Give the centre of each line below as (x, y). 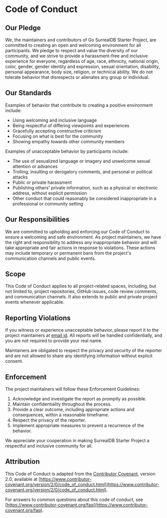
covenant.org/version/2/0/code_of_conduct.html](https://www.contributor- (82, 484)
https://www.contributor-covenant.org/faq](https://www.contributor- (77, 505)
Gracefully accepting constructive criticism (57, 131)
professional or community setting (48, 203)
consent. (14, 361)
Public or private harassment (42, 182)
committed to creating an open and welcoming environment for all (73, 45)
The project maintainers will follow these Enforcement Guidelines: (73, 389)
